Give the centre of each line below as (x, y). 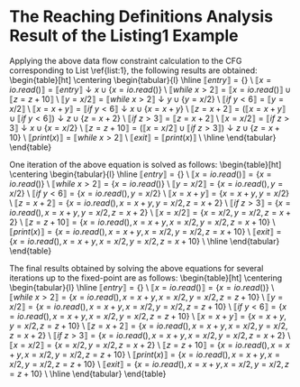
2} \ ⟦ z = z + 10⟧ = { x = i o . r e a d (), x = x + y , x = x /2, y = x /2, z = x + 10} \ (142, 222)
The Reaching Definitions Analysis (141, 17)
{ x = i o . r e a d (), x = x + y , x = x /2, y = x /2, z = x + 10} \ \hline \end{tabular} (145, 241)
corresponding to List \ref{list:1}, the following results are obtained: (134, 70)
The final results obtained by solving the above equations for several (136, 268)
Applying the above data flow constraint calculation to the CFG (126, 60)
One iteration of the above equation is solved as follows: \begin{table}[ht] (145, 164)
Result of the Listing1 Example (124, 36)
